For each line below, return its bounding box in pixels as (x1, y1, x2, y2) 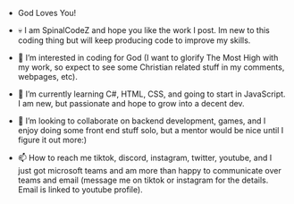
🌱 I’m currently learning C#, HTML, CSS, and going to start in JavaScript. (17, 89, 286, 99)
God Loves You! (17, 8, 77, 18)
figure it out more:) (17, 134, 88, 145)
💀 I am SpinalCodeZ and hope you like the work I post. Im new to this (17, 25, 270, 35)
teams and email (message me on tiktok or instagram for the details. (17, 174, 269, 185)
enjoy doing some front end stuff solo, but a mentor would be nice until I (17, 125, 284, 135)
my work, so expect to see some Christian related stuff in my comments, (17, 62, 285, 72)
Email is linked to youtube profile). (17, 184, 143, 195)
